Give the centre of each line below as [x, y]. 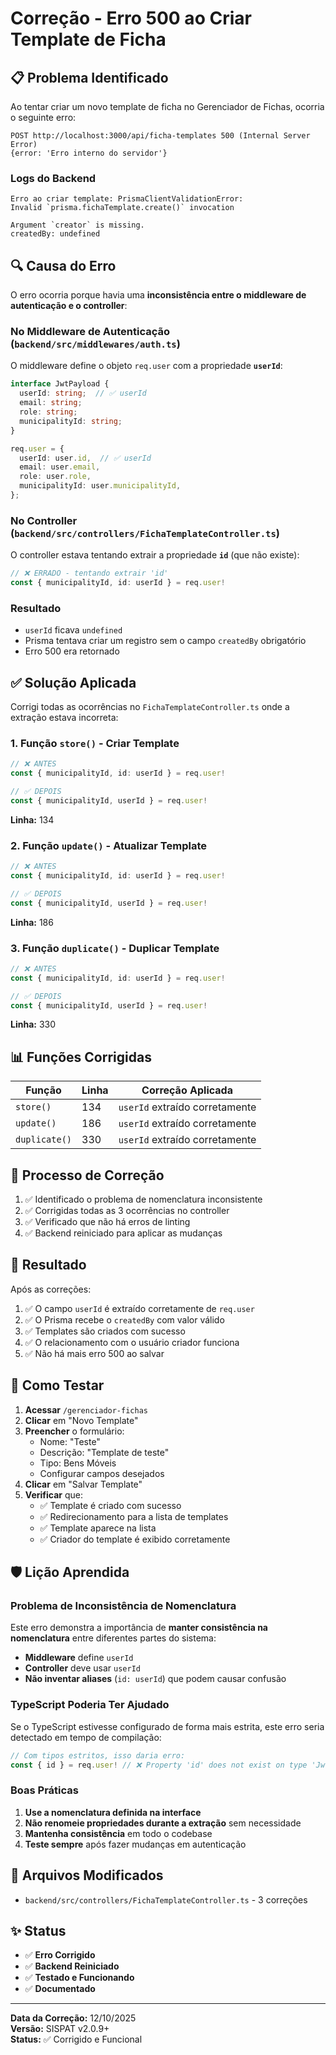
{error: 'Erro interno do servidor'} [89, 153]
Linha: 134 [32, 819]
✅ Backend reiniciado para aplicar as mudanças [123, 1233]
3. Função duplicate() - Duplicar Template [115, 948]
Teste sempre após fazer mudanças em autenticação [135, 1844]
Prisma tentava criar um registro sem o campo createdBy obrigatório [165, 641]
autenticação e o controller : [69, 306]
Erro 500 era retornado [72, 651]
